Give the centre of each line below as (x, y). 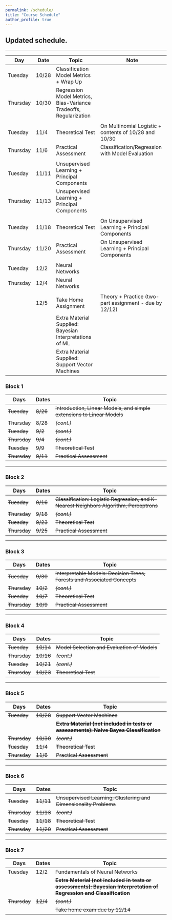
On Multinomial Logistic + (131, 126)
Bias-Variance (73, 103)
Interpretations (74, 337)
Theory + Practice (122, 297)
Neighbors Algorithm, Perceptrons (117, 505)
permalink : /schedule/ (29, 10)
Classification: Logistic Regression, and (103, 499)
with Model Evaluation (127, 153)
